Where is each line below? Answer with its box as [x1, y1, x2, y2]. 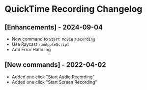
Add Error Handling [11, 47, 51, 52]
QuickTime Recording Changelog [4, 3, 143, 15]
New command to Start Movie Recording [11, 36, 95, 42]
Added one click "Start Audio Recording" [11, 74, 95, 80]
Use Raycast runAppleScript [11, 41, 70, 47]
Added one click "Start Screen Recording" [11, 79, 97, 85]
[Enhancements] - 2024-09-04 [4, 23, 103, 31]
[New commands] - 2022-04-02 [4, 60, 106, 69]
